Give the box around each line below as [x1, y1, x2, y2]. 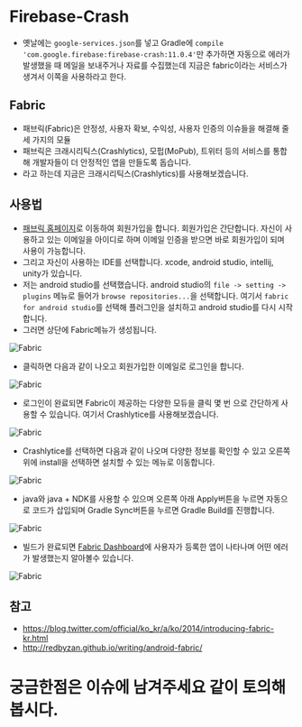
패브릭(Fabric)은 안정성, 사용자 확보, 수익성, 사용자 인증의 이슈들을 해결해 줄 [22, 123, 290, 133]
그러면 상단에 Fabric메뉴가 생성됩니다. [22, 324, 158, 335]
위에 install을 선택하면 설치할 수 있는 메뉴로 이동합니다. [22, 456, 215, 467]
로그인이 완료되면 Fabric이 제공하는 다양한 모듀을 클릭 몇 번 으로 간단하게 [22, 397, 279, 408]
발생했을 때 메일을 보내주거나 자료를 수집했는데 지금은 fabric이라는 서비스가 [22, 60, 288, 70]
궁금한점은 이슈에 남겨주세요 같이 [9, 676, 239, 697]
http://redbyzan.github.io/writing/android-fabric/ [22, 642, 203, 653]
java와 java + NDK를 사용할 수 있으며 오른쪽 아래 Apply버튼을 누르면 [22, 493, 264, 504]
